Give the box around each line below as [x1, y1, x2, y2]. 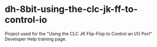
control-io [5, 14, 47, 25]
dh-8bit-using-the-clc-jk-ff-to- [5, 3, 138, 15]
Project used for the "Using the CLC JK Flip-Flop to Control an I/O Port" [5, 30, 152, 36]
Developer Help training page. [5, 36, 67, 42]
